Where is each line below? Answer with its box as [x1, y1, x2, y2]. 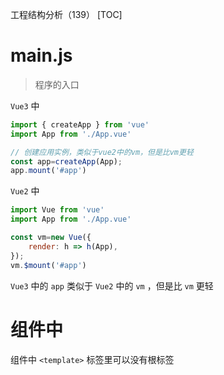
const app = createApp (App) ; [10, 156, 123, 167]
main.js [10, 44, 73, 67]
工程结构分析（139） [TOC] [10, 9, 123, 20]
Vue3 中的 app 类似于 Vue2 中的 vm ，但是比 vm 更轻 [10, 279, 214, 292]
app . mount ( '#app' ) [10, 166, 87, 176]
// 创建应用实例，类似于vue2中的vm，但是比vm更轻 [10, 147, 194, 157]
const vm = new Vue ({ [10, 233, 92, 243]
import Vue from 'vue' [10, 205, 105, 215]
